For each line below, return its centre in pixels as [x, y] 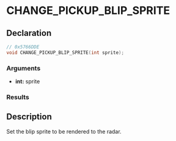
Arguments [24, 68]
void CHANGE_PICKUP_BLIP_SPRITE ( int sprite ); [65, 52]
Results [18, 97]
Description [29, 117]
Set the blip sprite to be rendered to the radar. [64, 131]
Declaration [29, 33]
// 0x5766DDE [23, 47]
